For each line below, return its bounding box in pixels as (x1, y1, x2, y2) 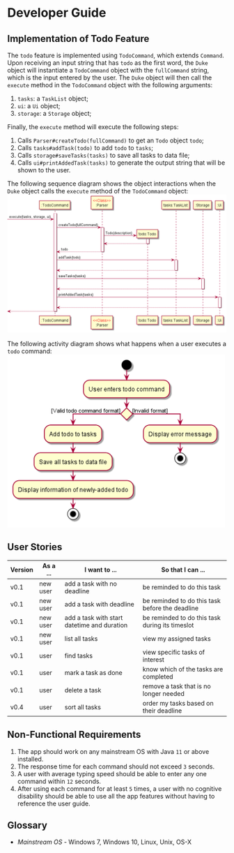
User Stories (7, 541, 63, 553)
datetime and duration (64, 621, 128, 630)
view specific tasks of (142, 648, 205, 656)
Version (10, 565, 33, 574)
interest (142, 655, 165, 664)
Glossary (7, 819, 47, 831)
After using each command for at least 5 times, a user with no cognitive (17, 784, 222, 793)
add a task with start (64, 614, 123, 622)
